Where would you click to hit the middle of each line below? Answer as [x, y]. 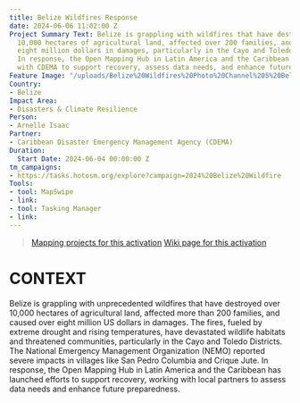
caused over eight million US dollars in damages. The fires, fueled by [136, 322]
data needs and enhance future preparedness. [95, 389]
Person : [24, 117]
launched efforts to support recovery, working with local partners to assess [148, 379]
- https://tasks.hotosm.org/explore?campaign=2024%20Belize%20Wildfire [145, 175]
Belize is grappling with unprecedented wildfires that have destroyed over [145, 303]
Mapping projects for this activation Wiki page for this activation [149, 242]
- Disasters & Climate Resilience [74, 109]
